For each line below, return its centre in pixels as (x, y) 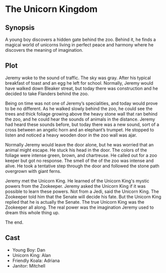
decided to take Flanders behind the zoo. (47, 94)
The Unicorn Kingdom (51, 9)
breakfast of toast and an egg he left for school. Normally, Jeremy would (79, 83)
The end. (14, 222)
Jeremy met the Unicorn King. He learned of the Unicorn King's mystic (77, 181)
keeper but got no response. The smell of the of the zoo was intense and (79, 160)
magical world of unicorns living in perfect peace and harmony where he (79, 45)
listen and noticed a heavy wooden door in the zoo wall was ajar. (71, 135)
